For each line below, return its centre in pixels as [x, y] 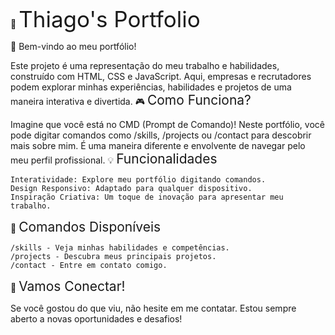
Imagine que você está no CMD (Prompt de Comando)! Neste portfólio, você [167, 124]
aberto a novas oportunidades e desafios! [96, 319]
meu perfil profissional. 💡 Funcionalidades [114, 159]
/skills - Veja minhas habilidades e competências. [120, 248]
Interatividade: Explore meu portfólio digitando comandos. [138, 180]
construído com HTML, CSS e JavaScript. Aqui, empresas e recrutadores [161, 76]
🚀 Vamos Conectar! [68, 286]
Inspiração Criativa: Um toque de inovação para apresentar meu [147, 197]
